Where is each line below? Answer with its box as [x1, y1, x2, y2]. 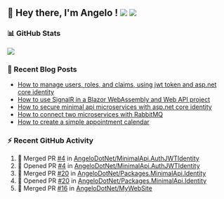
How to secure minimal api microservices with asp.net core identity [17, 103, 212, 111]
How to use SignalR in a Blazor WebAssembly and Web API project [17, 95, 211, 103]
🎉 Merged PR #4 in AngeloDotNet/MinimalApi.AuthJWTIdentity [17, 154, 200, 162]
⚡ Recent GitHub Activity [7, 135, 93, 145]
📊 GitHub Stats [7, 29, 61, 39]
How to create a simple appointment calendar [17, 117, 150, 126]
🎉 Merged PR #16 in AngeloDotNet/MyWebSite [17, 184, 152, 193]
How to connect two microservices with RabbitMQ [17, 110, 164, 118]
